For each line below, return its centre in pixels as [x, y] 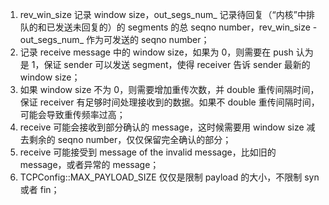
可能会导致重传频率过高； [72, 114]
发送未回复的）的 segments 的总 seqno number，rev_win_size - [186, 27]
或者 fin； [39, 189]
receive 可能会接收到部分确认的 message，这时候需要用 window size [162, 127]
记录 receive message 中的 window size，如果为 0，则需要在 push [156, 52]
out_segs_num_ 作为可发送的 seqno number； [114, 39]
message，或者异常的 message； [89, 164]
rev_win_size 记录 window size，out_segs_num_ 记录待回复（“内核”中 [163, 14]
